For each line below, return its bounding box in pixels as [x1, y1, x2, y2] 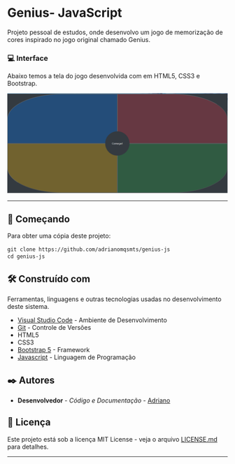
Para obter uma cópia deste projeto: [7, 232, 111, 240]
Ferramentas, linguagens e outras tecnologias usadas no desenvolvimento [7, 295, 222, 303]
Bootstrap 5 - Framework [17, 346, 90, 354]
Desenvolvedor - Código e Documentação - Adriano [17, 396, 171, 405]
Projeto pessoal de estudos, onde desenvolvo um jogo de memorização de [7, 28, 223, 36]
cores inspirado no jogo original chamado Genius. [7, 35, 151, 43]
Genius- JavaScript [7, 5, 122, 21]
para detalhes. [7, 442, 49, 451]
